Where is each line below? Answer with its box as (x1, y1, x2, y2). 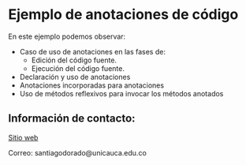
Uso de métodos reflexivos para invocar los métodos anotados (19, 88, 224, 98)
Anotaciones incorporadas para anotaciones (19, 81, 164, 90)
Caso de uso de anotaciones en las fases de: (19, 47, 166, 56)
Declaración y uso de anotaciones (19, 72, 131, 81)
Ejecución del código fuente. (31, 63, 125, 73)
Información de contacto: (8, 112, 136, 126)
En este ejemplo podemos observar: (8, 32, 126, 41)
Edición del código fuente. (31, 55, 117, 65)
